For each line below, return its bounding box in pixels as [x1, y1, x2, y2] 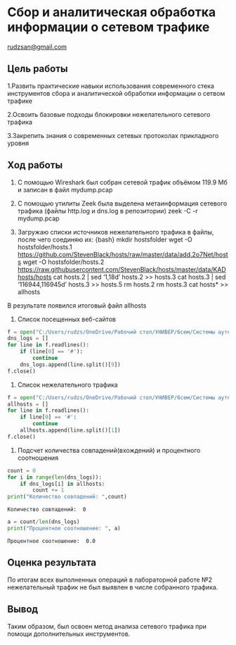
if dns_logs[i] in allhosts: [20, 480, 105, 487]
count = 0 [7, 467, 37, 474]
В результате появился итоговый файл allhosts [7, 301, 147, 310]
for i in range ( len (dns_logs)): [7, 473, 102, 481]
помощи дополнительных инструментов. [7, 630, 131, 638]
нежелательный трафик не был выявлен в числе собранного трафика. [7, 582, 218, 591]
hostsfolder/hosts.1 [17, 242, 72, 251]
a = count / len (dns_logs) [7, 518, 80, 525]
